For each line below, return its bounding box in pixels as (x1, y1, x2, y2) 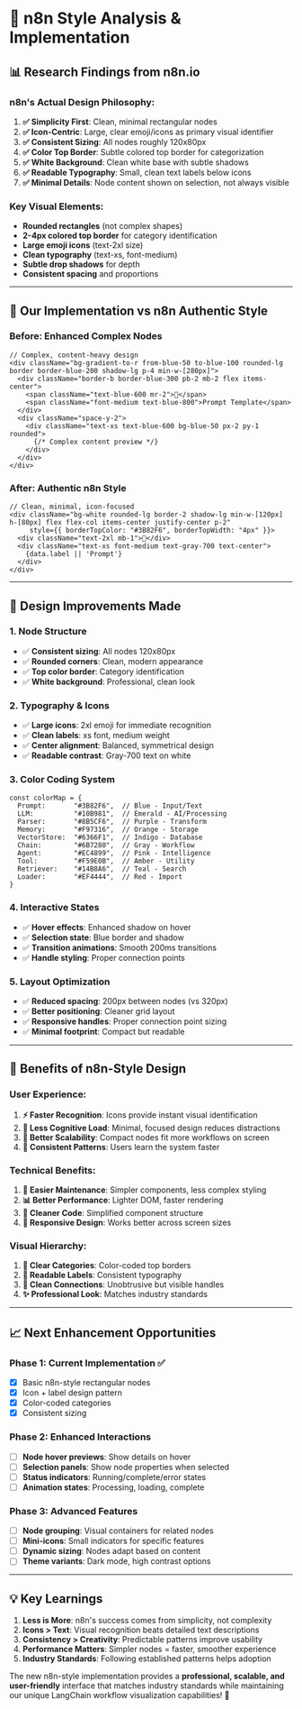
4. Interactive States (9, 901, 100, 914)
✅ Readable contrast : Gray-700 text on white (22, 750, 191, 761)
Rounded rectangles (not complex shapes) (22, 221, 182, 232)
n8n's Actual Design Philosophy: (9, 96, 155, 108)
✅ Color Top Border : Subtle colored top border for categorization (22, 146, 264, 157)
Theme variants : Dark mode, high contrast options (22, 1556, 211, 1567)
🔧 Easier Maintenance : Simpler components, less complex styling (22, 1184, 267, 1195)
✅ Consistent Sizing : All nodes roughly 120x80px (22, 136, 207, 147)
